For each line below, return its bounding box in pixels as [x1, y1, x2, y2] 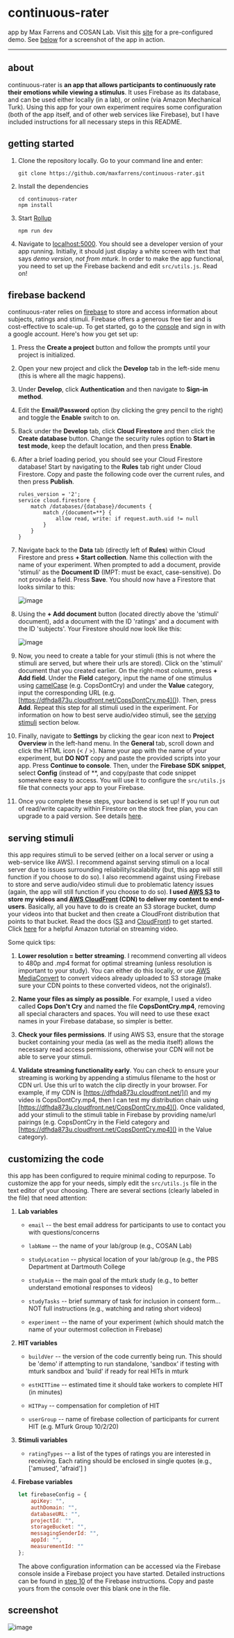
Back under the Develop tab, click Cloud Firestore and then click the [17, 427, 215, 435]
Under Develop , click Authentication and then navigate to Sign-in [17, 385, 208, 394]
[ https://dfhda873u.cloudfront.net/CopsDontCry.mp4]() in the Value [17, 1125, 212, 1134]
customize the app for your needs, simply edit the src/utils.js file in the [8, 1179, 217, 1187]
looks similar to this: [17, 583, 76, 592]
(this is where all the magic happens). [17, 371, 126, 380]
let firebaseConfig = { [17, 1491, 87, 1498]
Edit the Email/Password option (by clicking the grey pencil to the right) [17, 406, 224, 415]
